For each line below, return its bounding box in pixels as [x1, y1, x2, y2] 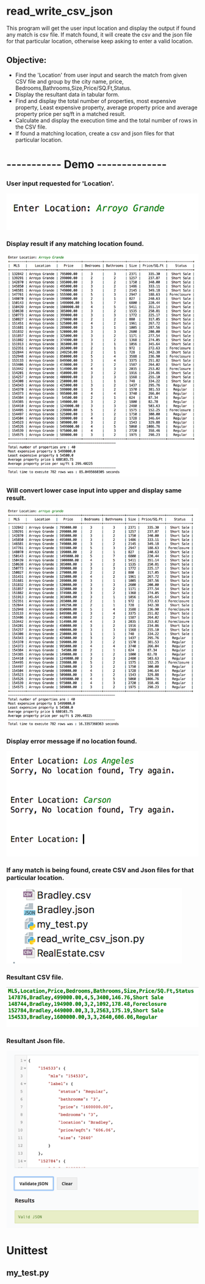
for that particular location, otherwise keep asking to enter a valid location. [6, 37, 193, 45]
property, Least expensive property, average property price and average [15, 104, 198, 111]
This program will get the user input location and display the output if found [6, 24, 196, 32]
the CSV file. [15, 123, 47, 131]
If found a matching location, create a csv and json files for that [15, 129, 175, 137]
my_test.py [6, 1268, 49, 1279]
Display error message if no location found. [6, 737, 137, 745]
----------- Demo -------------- [6, 157, 167, 171]
